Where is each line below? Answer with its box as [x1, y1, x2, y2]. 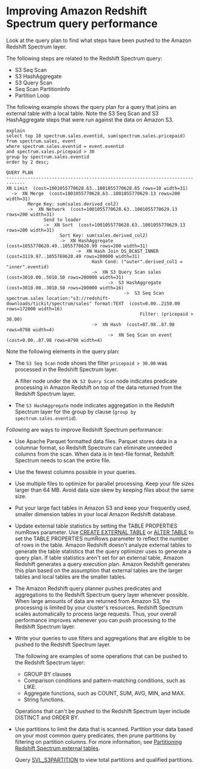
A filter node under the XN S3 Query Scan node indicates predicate [14, 377, 177, 384]
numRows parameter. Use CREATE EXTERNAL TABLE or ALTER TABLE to [14, 528, 194, 535]
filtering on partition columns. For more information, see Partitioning [14, 738, 182, 745]
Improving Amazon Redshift [6, 4, 147, 18]
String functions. [23, 696, 65, 703]
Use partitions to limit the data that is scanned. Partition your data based [14, 725, 193, 732]
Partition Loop [14, 92, 50, 99]
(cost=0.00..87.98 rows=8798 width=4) [6, 337, 103, 343]
